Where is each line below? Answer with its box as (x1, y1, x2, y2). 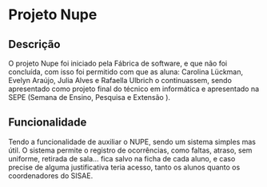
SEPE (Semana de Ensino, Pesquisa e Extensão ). (8, 93, 170, 101)
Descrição (8, 38, 61, 51)
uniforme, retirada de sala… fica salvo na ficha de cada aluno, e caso (8, 153, 236, 163)
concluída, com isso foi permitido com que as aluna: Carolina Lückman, (8, 67, 244, 77)
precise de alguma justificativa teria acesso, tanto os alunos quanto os (8, 162, 241, 172)
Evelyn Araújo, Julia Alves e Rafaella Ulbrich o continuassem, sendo (8, 76, 232, 85)
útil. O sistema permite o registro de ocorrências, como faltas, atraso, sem (8, 145, 253, 155)
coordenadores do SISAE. (8, 170, 94, 181)
